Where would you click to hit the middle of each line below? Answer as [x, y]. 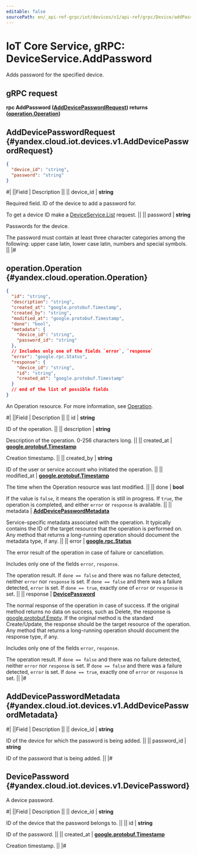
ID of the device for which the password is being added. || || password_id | [96, 740]
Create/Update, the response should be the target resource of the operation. [98, 624]
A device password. [30, 800]
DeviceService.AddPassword [79, 59]
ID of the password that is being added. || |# [60, 758]
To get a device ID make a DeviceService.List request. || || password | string [98, 215]
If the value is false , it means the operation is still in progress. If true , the [94, 498]
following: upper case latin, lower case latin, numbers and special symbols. [97, 243]
